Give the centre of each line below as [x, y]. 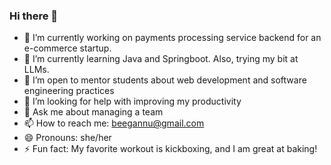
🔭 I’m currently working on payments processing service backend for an [172, 38]
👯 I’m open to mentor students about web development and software [165, 80]
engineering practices [69, 91]
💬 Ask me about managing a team [93, 112]
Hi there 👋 [34, 16]
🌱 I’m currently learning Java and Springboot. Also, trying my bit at [161, 59]
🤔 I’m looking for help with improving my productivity [132, 101]
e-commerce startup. [67, 48]
